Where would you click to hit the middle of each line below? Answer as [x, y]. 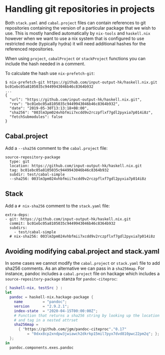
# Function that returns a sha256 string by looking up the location [87, 316]
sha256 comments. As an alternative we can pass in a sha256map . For [75, 268]
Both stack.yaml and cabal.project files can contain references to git [76, 23]
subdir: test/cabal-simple [37, 174]
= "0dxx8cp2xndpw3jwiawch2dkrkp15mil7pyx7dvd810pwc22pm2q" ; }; [93, 334]
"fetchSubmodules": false [36, 117]
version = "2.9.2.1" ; [42, 306]
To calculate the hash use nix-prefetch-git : [50, 73]
